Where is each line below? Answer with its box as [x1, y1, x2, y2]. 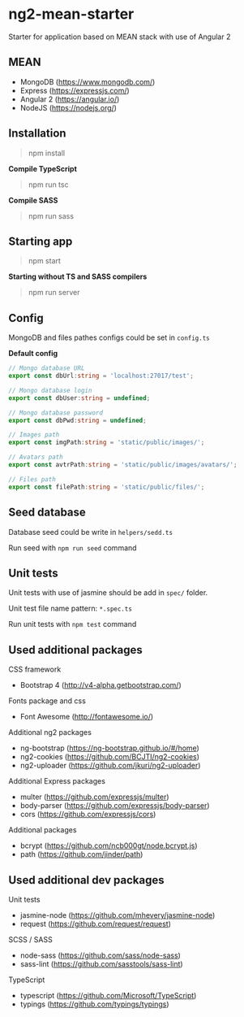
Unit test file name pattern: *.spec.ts [8, 603, 132, 614]
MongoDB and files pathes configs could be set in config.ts [8, 332, 211, 342]
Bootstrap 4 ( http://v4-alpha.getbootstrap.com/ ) [19, 680, 182, 690]
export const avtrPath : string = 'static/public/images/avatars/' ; [8, 461, 238, 469]
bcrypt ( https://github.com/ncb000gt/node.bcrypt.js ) [19, 841, 198, 850]
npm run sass [28, 211, 75, 220]
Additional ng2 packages [8, 728, 92, 737]
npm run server [28, 288, 80, 298]
